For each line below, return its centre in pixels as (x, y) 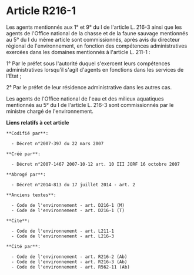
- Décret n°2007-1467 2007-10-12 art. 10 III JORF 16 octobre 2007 (96, 164)
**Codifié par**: (27, 133)
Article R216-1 (41, 11)
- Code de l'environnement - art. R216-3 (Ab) (69, 262)
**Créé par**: (24, 154)
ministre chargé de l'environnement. (50, 111)
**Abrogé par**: (26, 175)
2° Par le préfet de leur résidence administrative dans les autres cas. (89, 87)
